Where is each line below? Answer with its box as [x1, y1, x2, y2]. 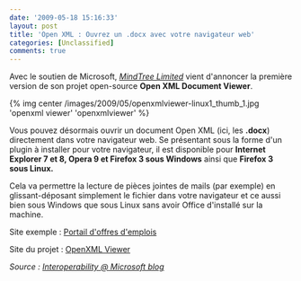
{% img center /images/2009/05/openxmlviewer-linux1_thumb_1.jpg [9, 98, 260, 109]
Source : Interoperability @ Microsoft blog [9, 261, 164, 272]
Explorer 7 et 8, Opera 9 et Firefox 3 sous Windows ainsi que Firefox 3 [9, 154, 274, 164]
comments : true [9, 47, 66, 56]
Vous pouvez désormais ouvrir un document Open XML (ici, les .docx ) [9, 125, 270, 136]
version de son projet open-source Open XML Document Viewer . [9, 81, 253, 92]
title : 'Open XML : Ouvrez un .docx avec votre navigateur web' [9, 30, 255, 39]
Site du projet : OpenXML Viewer [9, 244, 131, 255]
